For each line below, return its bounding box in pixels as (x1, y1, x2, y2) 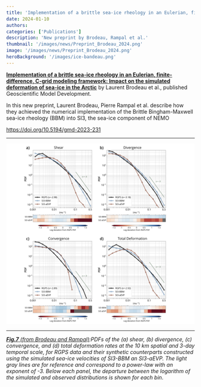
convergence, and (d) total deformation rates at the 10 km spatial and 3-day (6, 342, 195, 349)
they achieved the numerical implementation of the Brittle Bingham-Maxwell (6, 108, 193, 115)
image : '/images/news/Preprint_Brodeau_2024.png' (6, 48, 133, 54)
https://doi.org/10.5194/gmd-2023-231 (6, 126, 101, 133)
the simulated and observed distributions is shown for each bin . (6, 374, 164, 381)
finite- (156, 71, 172, 78)
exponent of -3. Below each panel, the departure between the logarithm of (6, 368, 190, 375)
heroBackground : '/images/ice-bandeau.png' (6, 54, 117, 60)
